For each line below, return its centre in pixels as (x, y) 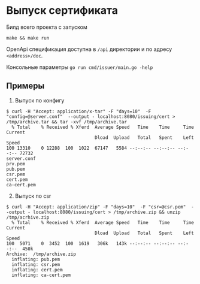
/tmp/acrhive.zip (28, 217)
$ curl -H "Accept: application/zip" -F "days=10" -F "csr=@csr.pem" (96, 207)
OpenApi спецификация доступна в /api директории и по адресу (89, 49)
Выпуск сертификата (62, 10)
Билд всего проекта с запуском (47, 27)
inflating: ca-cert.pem (41, 275)
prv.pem (16, 164)
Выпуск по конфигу (40, 100)
